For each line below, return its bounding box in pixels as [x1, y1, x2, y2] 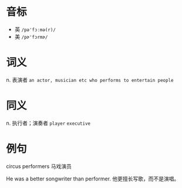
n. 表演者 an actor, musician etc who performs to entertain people [6, 76, 174, 83]
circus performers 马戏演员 [6, 162, 72, 170]
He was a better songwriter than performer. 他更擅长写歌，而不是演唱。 [6, 175, 180, 182]
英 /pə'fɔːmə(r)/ [14, 26, 56, 33]
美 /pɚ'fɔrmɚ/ [14, 33, 48, 40]
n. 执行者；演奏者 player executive [6, 119, 91, 127]
